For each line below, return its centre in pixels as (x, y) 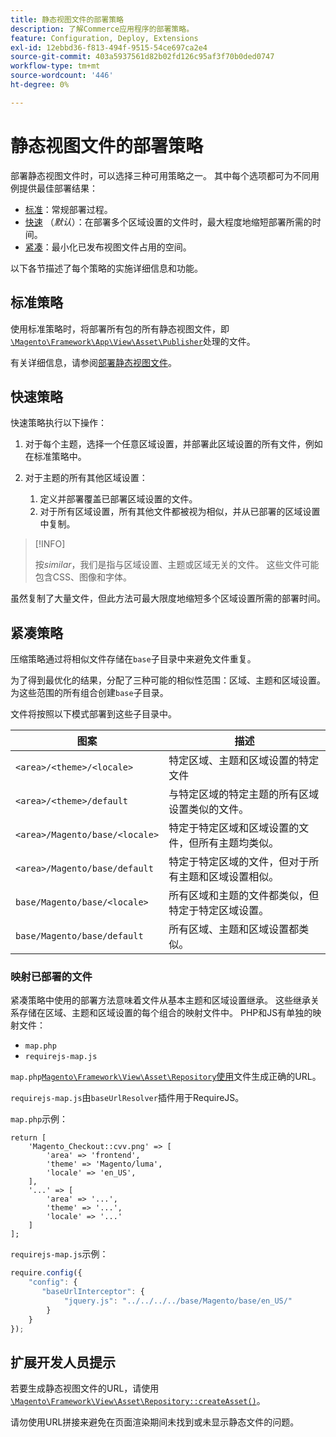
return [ (28, 1138)
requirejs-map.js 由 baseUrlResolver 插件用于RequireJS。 (127, 1098)
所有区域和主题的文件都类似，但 (244, 896)
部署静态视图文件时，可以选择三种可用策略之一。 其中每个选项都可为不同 (160, 175)
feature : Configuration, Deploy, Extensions (104, 38)
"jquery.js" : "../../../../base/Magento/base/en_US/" (178, 1301)
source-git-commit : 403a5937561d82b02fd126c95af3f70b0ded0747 (142, 57)
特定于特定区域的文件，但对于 (239, 862)
